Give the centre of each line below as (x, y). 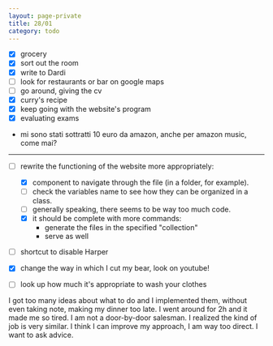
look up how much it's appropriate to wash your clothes (113, 284)
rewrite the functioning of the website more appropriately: (117, 166)
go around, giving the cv (61, 91)
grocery (33, 54)
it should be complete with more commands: (107, 219)
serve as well (67, 237)
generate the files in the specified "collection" (121, 228)
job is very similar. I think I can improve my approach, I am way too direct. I (133, 327)
